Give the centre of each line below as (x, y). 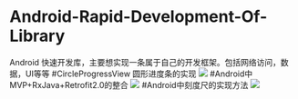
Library (37, 36)
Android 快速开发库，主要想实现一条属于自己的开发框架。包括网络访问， (145, 62)
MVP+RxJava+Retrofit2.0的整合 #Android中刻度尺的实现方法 (129, 84)
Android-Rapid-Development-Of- (139, 17)
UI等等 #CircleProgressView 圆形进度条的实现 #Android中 (139, 74)
